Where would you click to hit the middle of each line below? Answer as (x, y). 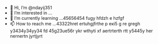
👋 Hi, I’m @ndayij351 (31, 8)
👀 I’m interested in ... (31, 13)
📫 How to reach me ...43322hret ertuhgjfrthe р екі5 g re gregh (75, 24)
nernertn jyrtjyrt (26, 36)
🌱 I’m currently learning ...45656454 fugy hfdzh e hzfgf (67, 18)
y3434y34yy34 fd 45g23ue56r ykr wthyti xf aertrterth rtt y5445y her (81, 31)
